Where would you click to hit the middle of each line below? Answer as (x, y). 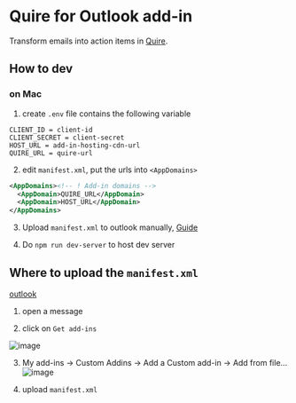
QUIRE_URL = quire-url (51, 153)
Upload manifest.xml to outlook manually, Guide (110, 227)
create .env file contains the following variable (106, 114)
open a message (52, 311)
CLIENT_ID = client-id (51, 130)
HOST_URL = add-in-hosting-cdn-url (75, 145)
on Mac (26, 94)
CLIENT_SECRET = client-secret (67, 138)
